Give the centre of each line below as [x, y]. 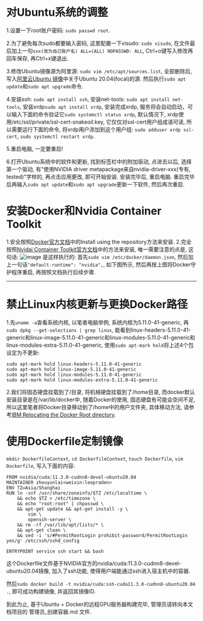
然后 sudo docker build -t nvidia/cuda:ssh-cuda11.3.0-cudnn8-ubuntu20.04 [101, 583]
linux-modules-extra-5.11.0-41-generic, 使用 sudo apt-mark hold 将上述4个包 [100, 345]
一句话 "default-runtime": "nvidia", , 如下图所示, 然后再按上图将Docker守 [104, 264]
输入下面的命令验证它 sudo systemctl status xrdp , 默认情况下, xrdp [95, 114]
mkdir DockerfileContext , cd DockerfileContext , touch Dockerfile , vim [95, 458]
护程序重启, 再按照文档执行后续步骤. [51, 272]
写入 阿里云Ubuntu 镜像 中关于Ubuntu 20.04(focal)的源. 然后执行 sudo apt [96, 79]
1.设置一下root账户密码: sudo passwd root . [58, 30]
